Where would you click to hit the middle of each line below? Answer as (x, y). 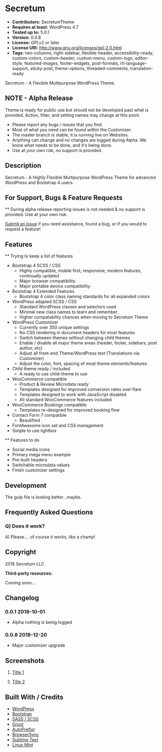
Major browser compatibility (47, 281)
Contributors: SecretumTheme (43, 22)
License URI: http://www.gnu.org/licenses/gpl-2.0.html (67, 48)
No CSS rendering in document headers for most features (77, 333)
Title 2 (18, 682)
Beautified (30, 420)
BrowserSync (25, 735)
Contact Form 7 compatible (39, 415)
